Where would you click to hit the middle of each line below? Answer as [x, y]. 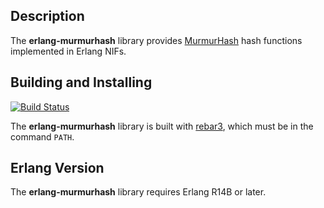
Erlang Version [57, 168]
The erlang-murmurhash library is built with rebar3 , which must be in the [162, 126]
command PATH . [42, 136]
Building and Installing [81, 82]
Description [47, 16]
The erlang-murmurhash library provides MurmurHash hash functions [156, 40]
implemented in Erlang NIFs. [68, 51]
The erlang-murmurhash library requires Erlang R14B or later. [138, 192]
